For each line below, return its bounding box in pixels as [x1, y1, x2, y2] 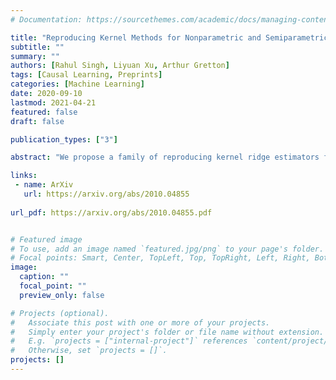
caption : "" [19, 272, 70, 282]
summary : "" [10, 51, 60, 61]
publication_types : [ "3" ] [10, 134, 118, 145]
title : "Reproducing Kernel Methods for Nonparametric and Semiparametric [10, 32, 329, 43]
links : [10, 171, 38, 181]
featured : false [10, 107, 78, 117]
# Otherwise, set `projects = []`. [10, 346, 168, 356]
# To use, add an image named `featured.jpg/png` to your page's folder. [10, 244, 325, 254]
